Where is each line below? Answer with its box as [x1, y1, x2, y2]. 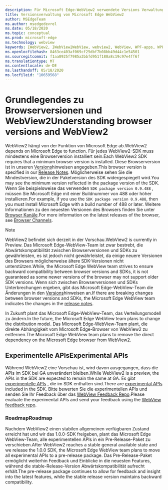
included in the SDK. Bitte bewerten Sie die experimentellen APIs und [5, 386, 147, 392]
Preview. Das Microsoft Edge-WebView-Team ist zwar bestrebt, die [5, 241, 143, 248]
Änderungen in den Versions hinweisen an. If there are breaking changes [5, 290, 153, 296]
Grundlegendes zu [5, 94, 84, 106]
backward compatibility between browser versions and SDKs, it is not [5, 269, 148, 275]
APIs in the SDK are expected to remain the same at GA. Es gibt [5, 375, 136, 381]
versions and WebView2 [5, 126, 108, 138]
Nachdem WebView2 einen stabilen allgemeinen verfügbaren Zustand [5, 425, 149, 431]
